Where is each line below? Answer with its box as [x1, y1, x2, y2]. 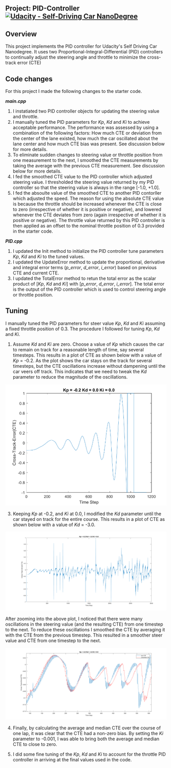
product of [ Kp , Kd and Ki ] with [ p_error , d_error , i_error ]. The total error [12, 281, 165, 287]
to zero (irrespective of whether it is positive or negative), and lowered [12, 207, 161, 213]
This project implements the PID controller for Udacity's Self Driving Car [5, 43, 157, 49]
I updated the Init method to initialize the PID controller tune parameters [12, 248, 164, 254]
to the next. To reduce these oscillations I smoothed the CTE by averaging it [5, 627, 165, 633]
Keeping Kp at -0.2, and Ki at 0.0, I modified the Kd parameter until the [12, 511, 161, 517]
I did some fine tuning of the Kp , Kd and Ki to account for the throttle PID [12, 751, 166, 757]
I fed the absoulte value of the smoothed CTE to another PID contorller [12, 190, 162, 196]
